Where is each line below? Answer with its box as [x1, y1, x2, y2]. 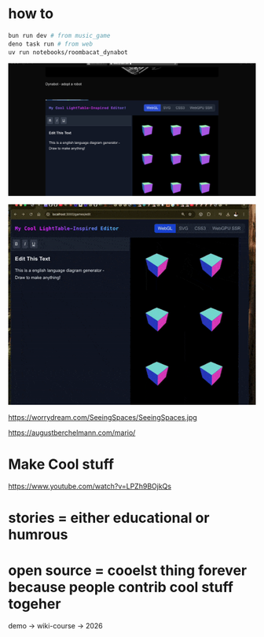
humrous [8, 526, 68, 543]
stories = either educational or [8, 509, 210, 527]
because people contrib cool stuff [8, 579, 234, 596]
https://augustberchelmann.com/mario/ [8, 428, 136, 437]
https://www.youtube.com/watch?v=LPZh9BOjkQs [8, 481, 171, 491]
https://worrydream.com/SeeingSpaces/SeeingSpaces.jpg [8, 413, 198, 422]
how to [8, 5, 53, 23]
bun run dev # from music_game [8, 31, 111, 39]
